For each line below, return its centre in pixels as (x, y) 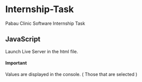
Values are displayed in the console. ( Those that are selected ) (71, 74)
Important (16, 63)
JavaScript (23, 39)
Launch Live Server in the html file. (42, 51)
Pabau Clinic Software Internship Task (45, 23)
